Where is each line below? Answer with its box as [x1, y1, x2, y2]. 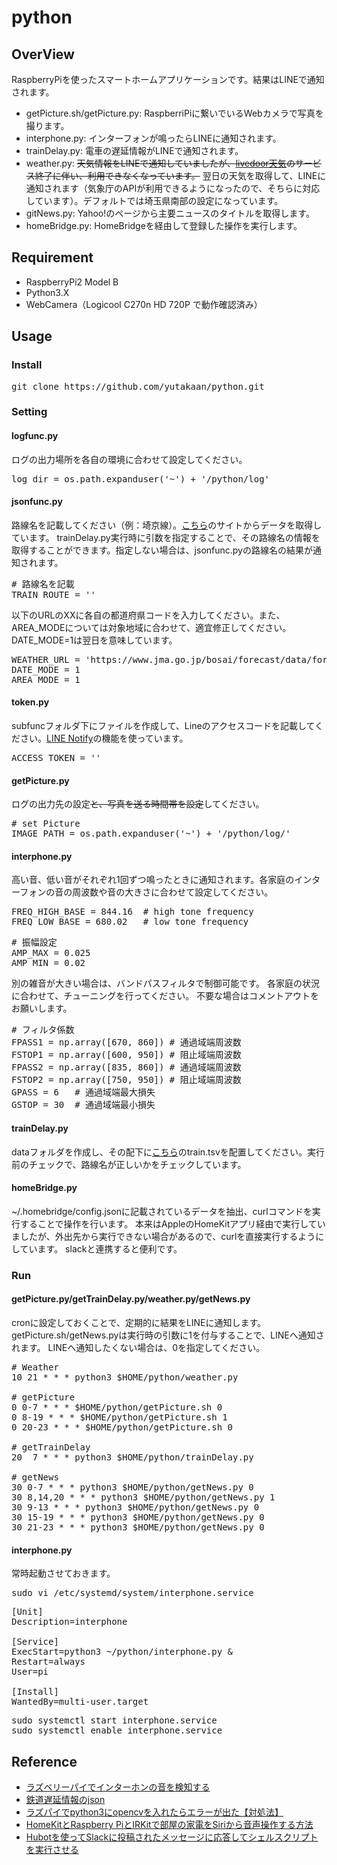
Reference [11, 1753, 78, 1770]
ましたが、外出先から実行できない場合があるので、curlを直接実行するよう [11, 1230, 316, 1242]
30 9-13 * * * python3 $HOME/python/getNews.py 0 [11, 1501, 260, 1513]
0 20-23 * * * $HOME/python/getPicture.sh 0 [11, 1421, 234, 1433]
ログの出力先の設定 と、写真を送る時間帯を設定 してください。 [11, 798, 265, 810]
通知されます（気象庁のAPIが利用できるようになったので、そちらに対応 [25, 182, 321, 194]
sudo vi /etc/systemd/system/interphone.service [11, 1587, 254, 1599]
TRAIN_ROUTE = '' [11, 589, 96, 600]
